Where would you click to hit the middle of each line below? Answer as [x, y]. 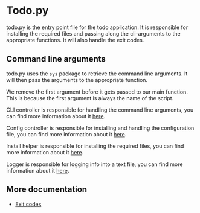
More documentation [47, 190]
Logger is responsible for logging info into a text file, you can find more [95, 164]
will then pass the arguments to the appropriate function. [77, 80]
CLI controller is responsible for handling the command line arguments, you [100, 110]
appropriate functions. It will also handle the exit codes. [75, 40]
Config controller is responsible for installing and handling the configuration [100, 128]
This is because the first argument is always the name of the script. [90, 98]
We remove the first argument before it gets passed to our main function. [97, 92]
